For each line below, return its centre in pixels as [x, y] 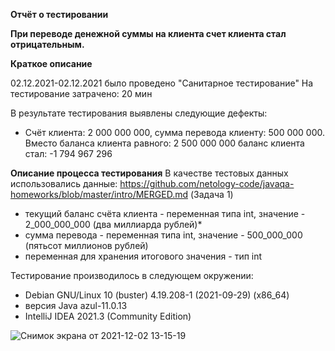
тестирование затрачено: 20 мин [81, 93]
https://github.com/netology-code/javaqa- [207, 183]
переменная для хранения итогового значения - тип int [143, 256]
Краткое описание [51, 63]
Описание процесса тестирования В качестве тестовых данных [149, 173]
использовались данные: [64, 183]
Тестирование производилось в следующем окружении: [132, 275]
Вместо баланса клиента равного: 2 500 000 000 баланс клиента [164, 143]
